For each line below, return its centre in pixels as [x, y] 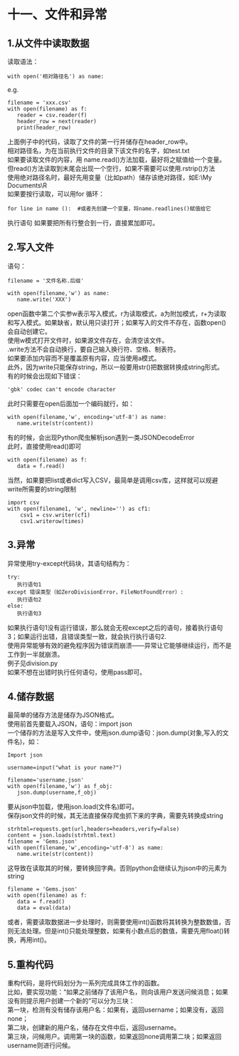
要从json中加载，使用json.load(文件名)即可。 [73, 807]
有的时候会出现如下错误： [45, 376]
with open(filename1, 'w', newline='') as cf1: [79, 509]
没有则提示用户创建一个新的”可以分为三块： [71, 1001]
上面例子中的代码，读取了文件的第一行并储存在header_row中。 [100, 142]
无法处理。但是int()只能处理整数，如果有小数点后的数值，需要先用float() [118, 931]
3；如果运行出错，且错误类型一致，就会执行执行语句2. [87, 636]
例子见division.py [33, 663]
